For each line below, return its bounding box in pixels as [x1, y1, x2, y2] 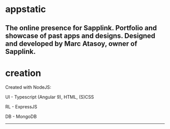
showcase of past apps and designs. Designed [5, 31, 155, 40]
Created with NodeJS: [5, 84, 52, 90]
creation [5, 67, 41, 79]
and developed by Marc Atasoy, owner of [5, 39, 138, 48]
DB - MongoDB [5, 113, 37, 119]
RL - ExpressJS [5, 103, 37, 109]
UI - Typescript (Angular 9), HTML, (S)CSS [5, 94, 95, 100]
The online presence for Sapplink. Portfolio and [5, 24, 157, 32]
